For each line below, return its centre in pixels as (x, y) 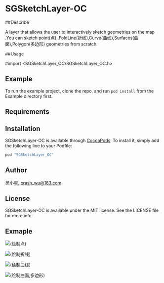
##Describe (17, 22)
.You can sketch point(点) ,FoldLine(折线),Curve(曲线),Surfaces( (70, 38)
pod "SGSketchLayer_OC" (30, 155)
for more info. (19, 216)
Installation (23, 128)
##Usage (15, 54)
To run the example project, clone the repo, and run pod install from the (80, 91)
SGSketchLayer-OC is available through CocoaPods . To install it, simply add (82, 140)
